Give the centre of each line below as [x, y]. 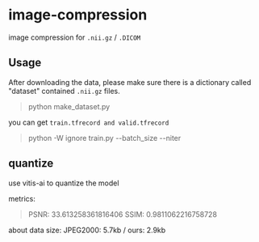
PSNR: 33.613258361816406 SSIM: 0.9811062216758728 [123, 214]
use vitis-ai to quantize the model [64, 183]
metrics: [22, 198]
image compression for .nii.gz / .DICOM [75, 37]
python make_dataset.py [69, 106]
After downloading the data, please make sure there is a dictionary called [130, 82]
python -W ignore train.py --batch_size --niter [104, 138]
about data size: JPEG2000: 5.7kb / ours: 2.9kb [87, 230]
